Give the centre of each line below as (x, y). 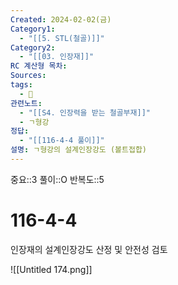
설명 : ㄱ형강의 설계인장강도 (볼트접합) (79, 150)
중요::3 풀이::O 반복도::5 (57, 179)
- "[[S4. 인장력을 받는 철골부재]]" (85, 112)
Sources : (28, 76)
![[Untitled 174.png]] (51, 269)
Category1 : (33, 29)
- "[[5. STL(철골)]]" (62, 38)
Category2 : (33, 47)
